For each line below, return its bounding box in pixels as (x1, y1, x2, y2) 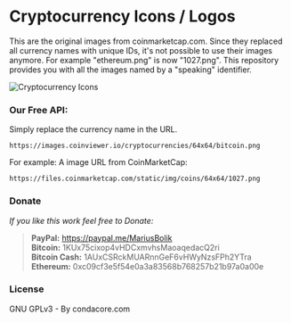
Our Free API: (9, 104, 69, 116)
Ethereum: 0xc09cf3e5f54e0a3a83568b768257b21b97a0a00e (30, 261, 264, 271)
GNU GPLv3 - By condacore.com (9, 303, 131, 314)
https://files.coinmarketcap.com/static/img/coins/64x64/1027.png (9, 174, 261, 184)
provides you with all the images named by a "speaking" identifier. (9, 64, 252, 75)
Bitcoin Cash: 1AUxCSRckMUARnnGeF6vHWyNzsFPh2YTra (30, 252, 252, 262)
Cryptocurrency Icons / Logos (9, 6, 236, 27)
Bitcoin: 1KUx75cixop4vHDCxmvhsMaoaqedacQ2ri (30, 242, 220, 253)
